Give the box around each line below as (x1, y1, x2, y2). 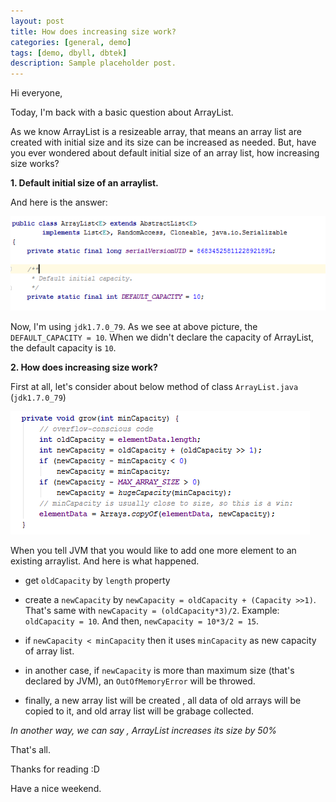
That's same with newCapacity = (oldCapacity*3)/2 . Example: (24, 604, 280, 616)
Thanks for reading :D (10, 763, 100, 775)
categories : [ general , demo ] (10, 37, 132, 47)
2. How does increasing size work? (10, 361, 158, 373)
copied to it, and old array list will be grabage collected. (24, 705, 255, 717)
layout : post (10, 16, 65, 26)
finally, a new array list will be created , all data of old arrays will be (24, 694, 302, 706)
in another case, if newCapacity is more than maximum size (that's (24, 664, 295, 676)
